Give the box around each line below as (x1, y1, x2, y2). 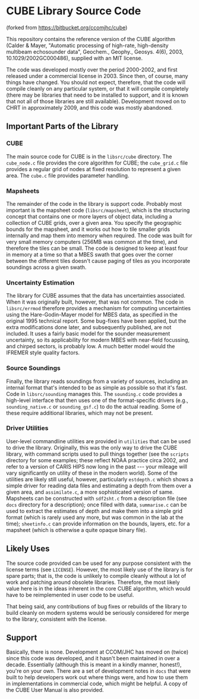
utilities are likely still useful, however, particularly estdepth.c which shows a (6, 475, 194, 483)
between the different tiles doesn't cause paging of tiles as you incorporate (6, 257, 191, 264)
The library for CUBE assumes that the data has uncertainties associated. (6, 292, 186, 299)
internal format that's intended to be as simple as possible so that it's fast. (6, 383, 187, 391)
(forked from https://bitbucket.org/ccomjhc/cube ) (6, 24, 128, 31)
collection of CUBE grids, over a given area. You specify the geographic (6, 219, 182, 226)
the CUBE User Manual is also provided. (6, 686, 104, 694)
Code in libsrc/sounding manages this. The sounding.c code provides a (6, 390, 182, 397)
